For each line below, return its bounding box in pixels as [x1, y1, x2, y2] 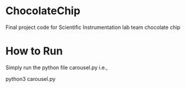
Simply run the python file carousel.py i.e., [5, 64, 108, 71]
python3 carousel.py [5, 75, 56, 82]
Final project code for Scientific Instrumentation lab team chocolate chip [5, 24, 181, 31]
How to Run [5, 44, 63, 58]
